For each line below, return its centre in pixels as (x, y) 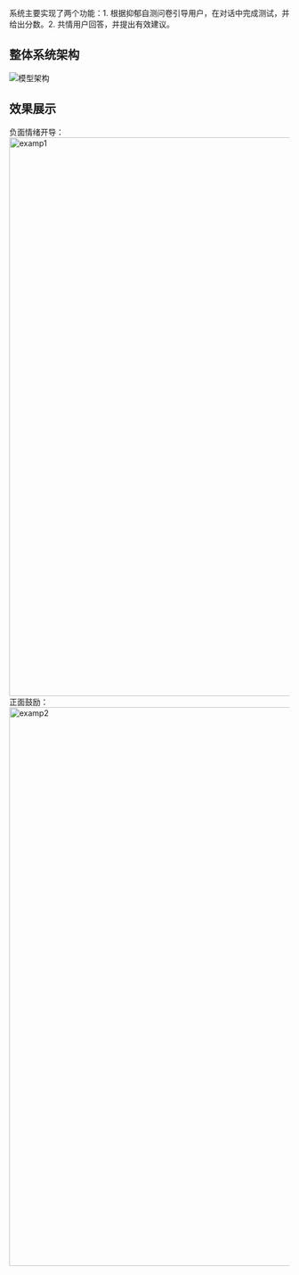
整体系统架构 (44, 55)
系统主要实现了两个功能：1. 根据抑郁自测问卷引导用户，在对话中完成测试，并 (149, 13)
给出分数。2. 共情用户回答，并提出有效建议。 (92, 24)
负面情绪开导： (36, 132)
